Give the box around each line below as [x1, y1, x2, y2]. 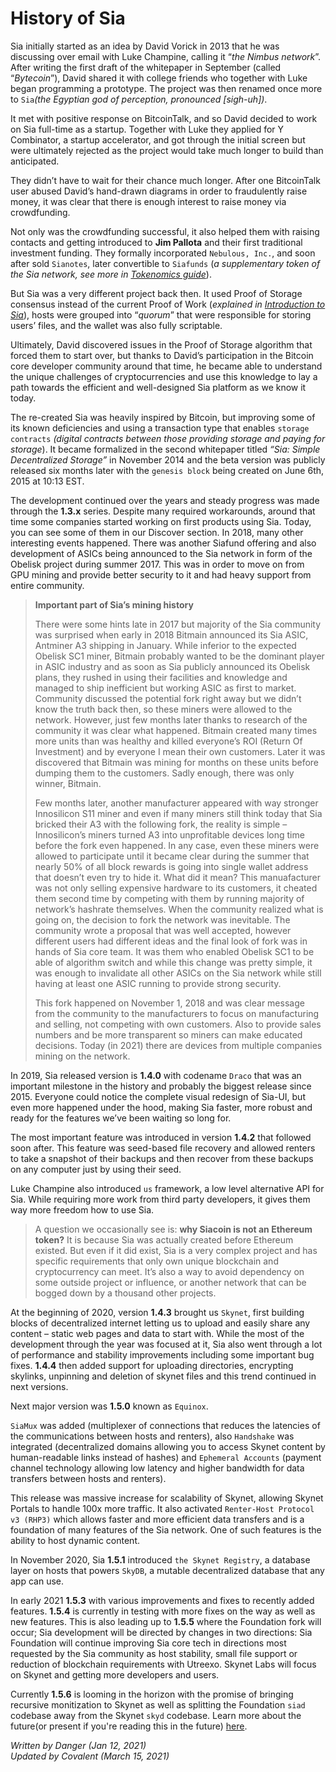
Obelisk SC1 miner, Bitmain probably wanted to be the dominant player [34, 650, 325, 662]
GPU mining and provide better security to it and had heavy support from [10, 568, 312, 581]
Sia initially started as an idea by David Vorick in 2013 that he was [10, 40, 280, 52]
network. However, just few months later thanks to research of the [34, 713, 308, 726]
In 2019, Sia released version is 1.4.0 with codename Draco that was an [10, 1069, 302, 1081]
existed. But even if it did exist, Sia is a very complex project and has [34, 1244, 318, 1256]
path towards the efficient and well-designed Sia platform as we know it [10, 381, 307, 393]
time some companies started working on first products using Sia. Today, [10, 515, 312, 527]
